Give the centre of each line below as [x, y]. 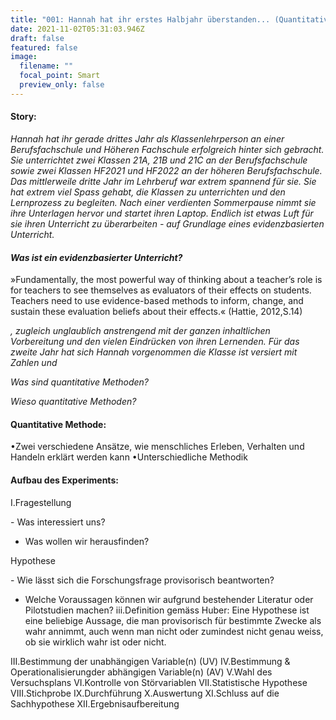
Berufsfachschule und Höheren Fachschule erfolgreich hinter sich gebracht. [167, 149]
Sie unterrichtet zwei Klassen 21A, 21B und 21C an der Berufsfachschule [159, 160]
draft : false [37, 38]
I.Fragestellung [41, 502]
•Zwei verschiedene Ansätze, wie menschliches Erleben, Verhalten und [157, 447]
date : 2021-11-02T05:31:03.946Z [77, 29]
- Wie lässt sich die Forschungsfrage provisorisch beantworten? [142, 580]
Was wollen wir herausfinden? [87, 541]
